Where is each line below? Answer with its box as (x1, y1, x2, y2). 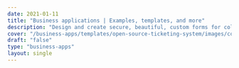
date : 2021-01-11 (7, 10, 59, 18)
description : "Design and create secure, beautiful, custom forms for (7, 23, 221, 30)
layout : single (7, 50, 53, 57)
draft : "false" (7, 37, 53, 44)
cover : (7, 30, 27, 38)
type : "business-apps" (7, 43, 75, 50)
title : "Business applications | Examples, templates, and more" (7, 17, 205, 24)
